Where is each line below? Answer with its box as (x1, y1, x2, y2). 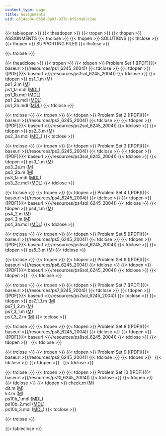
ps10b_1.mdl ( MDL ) (5, 396, 44, 402)
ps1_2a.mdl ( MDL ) (5, 97, 42, 103)
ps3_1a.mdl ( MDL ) (5, 175, 42, 181)
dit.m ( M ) (5, 385, 24, 391)
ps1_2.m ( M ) (5, 81, 30, 87)
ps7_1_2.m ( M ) (5, 303, 34, 309)
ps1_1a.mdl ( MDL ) (5, 87, 41, 93)
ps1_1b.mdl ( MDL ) (5, 92, 41, 98)
